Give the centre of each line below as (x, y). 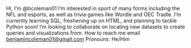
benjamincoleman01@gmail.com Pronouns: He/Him (68, 39)
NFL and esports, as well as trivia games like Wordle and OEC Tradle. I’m (94, 14)
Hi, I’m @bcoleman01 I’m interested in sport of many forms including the (93, 8)
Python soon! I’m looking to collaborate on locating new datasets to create (96, 27)
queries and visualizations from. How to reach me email (73, 33)
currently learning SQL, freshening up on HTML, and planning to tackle (91, 21)
